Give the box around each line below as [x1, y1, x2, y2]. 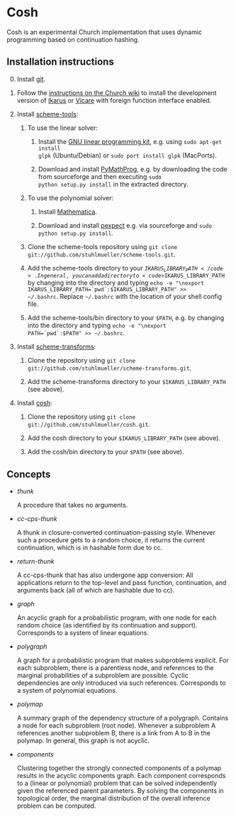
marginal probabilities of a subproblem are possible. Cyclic [16, 671, 189, 679]
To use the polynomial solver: [27, 193, 114, 202]
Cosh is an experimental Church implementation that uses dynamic [6, 28, 203, 36]
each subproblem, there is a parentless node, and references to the [16, 663, 214, 671]
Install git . [16, 75, 46, 83]
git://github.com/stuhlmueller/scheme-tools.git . [27, 250, 176, 258]
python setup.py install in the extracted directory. [38, 180, 189, 188]
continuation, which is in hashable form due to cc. [16, 543, 163, 552]
